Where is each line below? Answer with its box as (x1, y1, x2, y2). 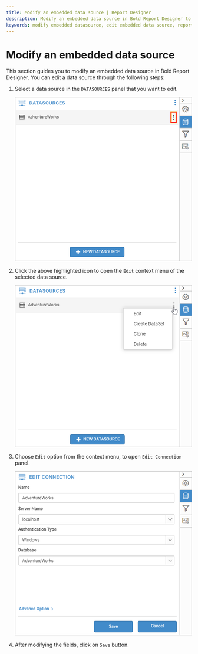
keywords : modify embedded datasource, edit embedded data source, (6, 22, 176, 28)
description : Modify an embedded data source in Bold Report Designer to (6, 15, 192, 22)
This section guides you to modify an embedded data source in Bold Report (6, 68, 190, 75)
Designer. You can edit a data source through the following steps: (6, 74, 165, 81)
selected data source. (14, 273, 68, 280)
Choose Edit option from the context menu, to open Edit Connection (14, 453, 182, 460)
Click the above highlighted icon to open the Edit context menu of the (14, 267, 184, 274)
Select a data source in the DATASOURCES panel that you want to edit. (14, 86, 178, 93)
